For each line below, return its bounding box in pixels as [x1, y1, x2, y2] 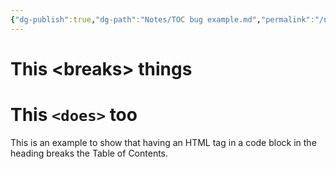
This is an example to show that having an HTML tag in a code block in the [10, 136, 317, 148]
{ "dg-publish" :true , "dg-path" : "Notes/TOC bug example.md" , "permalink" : [10, 14, 315, 25]
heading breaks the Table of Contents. [10, 147, 169, 159]
